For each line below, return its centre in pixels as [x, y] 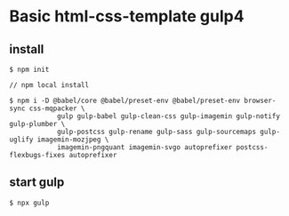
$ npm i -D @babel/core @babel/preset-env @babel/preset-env [125, 100]
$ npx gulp [29, 203]
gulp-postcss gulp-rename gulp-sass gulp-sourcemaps [156, 132]
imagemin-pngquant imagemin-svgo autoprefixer [144, 148]
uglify [21, 140]
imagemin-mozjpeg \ [73, 140]
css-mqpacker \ [57, 108]
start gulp [37, 183]
